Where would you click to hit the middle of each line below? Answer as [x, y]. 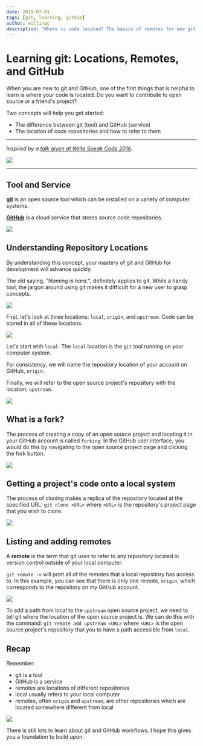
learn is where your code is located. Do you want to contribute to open [94, 95]
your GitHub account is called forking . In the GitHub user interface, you [95, 441]
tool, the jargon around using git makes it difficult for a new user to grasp [97, 287]
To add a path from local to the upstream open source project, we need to [97, 610]
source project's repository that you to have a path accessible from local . [98, 630]
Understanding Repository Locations [77, 248]
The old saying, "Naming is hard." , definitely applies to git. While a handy [97, 281]
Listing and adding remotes [59, 541]
